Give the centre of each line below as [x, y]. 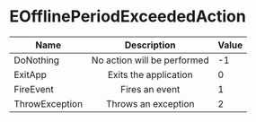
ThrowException [49, 103]
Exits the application [150, 74]
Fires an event [150, 89]
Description [150, 45]
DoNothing [37, 60]
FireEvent [34, 89]
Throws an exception [150, 103]
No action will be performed [150, 60]
